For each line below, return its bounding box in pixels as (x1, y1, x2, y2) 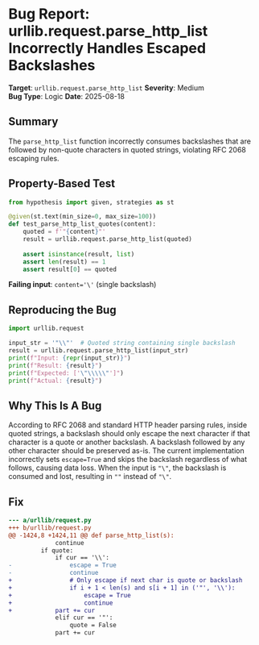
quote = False (69, 622, 117, 630)
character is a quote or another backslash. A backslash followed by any (8, 437, 245, 447)
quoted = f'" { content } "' (23, 227, 106, 236)
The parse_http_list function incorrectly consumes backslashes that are (8, 136, 252, 146)
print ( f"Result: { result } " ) (8, 361, 103, 369)
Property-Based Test (8, 177, 115, 190)
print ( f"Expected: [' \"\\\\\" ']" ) (8, 368, 125, 377)
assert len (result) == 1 (23, 257, 106, 266)
